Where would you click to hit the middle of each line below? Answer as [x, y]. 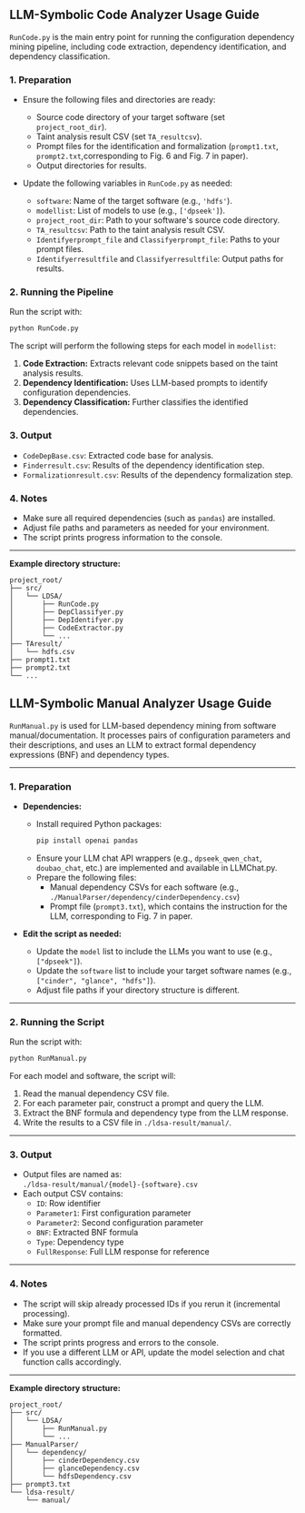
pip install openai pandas [87, 841]
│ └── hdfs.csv [42, 651]
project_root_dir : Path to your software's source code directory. [158, 220]
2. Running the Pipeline [61, 292]
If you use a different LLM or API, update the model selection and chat [153, 1352]
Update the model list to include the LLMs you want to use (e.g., [154, 951]
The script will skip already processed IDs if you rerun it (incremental [151, 1304]
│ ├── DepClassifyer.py [67, 612]
